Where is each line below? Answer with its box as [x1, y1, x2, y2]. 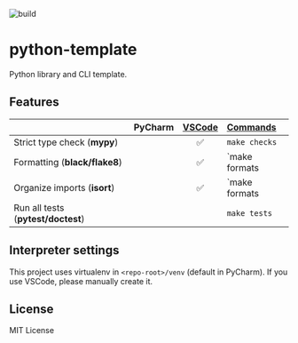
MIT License [9, 325, 55, 336]
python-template [9, 40, 137, 60]
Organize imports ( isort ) [13, 181, 115, 194]
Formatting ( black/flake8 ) [13, 156, 122, 168]
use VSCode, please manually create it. [9, 275, 153, 286]
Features [9, 94, 59, 110]
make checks [226, 137, 278, 147]
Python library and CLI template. [9, 68, 128, 79]
